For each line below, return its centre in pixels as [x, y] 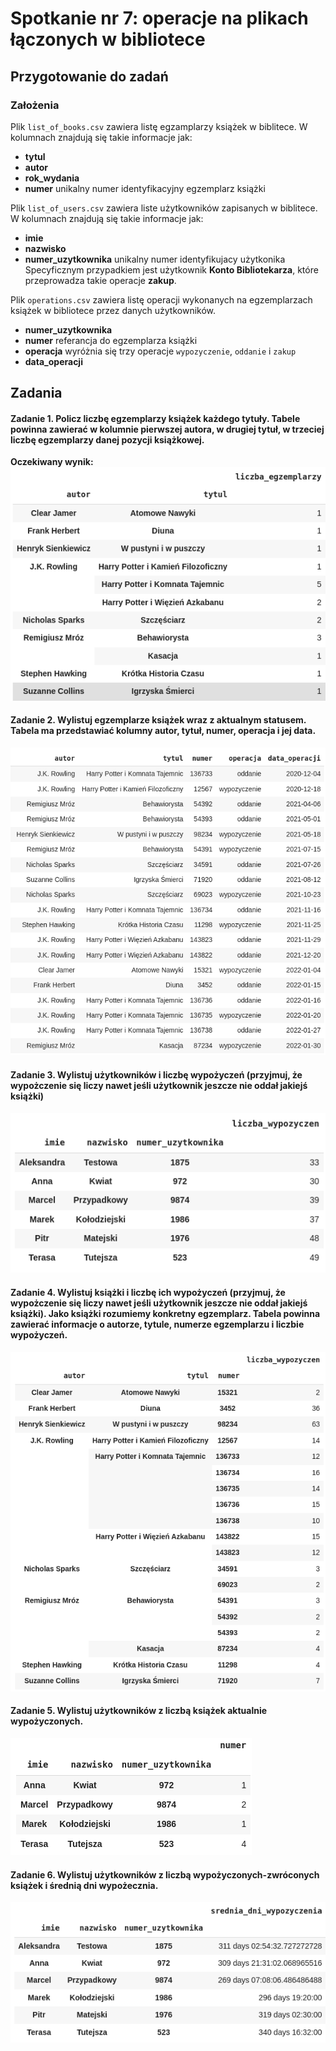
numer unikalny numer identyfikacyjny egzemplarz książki [145, 188]
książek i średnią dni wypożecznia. [84, 1885]
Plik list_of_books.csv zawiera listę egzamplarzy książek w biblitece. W [159, 126]
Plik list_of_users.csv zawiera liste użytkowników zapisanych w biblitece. [164, 208]
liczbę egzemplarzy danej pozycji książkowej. [107, 439]
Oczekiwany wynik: [52, 462]
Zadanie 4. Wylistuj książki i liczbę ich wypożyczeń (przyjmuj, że [148, 1293]
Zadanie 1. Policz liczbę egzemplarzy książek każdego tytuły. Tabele [155, 418]
